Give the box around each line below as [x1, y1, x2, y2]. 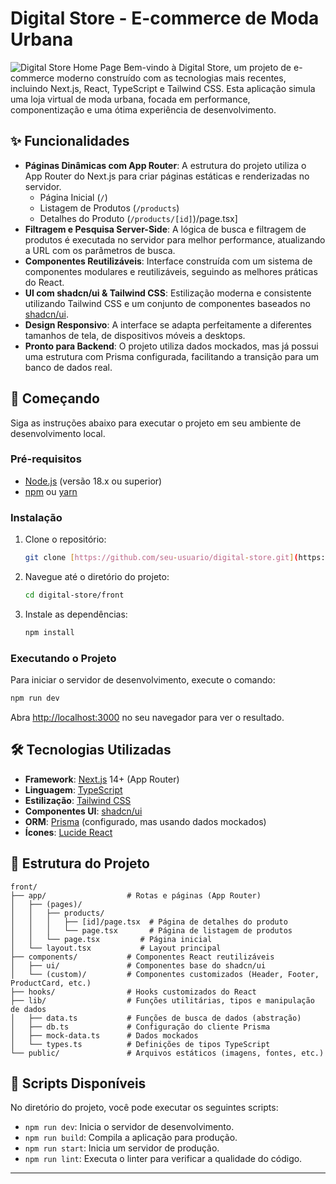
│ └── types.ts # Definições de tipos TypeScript [10, 1039, 271, 1049]
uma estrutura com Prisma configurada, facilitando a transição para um [24, 350, 319, 362]
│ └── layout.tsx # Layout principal [10, 943, 222, 953]
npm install [24, 627, 75, 637]
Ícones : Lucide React [24, 826, 113, 838]
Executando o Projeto [10, 651, 117, 665]
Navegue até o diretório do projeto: [24, 571, 170, 583]
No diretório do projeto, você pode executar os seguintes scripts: [10, 1102, 279, 1114]
